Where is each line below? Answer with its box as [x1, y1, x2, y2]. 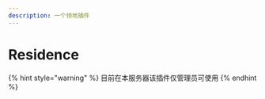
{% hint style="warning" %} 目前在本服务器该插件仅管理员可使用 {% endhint [8, 73, 257, 82]
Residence [8, 45, 79, 63]
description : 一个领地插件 [8, 11, 90, 20]
